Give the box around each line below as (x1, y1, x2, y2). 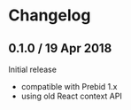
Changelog (8, 5, 91, 26)
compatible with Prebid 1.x (20, 82, 118, 91)
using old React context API (20, 90, 123, 101)
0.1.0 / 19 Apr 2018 (8, 41, 112, 56)
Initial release (8, 64, 57, 75)
